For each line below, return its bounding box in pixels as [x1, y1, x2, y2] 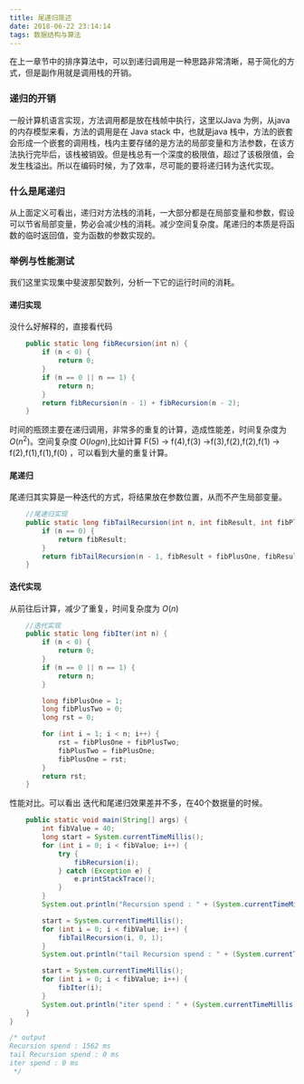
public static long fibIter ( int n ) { [25, 629, 168, 639]
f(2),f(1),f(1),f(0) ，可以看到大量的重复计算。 [9, 448, 174, 458]
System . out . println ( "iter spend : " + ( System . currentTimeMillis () [42, 1000, 301, 1009]
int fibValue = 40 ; [42, 824, 116, 834]
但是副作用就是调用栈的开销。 [24, 67, 137, 78]
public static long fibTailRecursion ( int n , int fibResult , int [25, 518, 273, 527]
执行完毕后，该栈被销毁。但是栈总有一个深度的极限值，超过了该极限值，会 [16, 149, 295, 160]
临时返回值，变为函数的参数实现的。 [24, 229, 160, 240]
